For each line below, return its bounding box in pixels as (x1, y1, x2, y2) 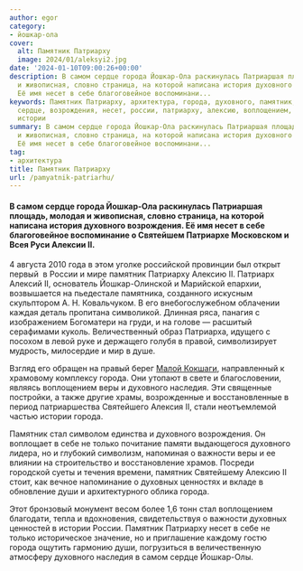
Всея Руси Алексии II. (9, 239, 96, 249)
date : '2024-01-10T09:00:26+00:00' (9, 64, 143, 73)
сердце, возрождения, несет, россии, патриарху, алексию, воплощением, (17, 106, 293, 115)
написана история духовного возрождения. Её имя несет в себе (9, 220, 266, 230)
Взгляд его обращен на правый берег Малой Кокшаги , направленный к (9, 363, 285, 374)
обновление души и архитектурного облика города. (9, 486, 210, 497)
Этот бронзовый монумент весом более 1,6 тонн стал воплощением (9, 503, 273, 515)
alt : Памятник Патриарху (17, 47, 111, 56)
